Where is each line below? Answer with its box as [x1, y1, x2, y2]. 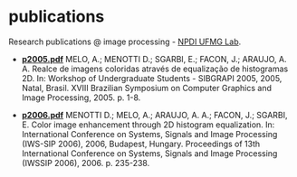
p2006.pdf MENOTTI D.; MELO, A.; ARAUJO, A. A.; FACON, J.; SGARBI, [21, 109, 288, 120]
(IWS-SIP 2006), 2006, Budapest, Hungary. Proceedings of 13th [21, 138, 261, 149]
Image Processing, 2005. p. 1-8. [21, 92, 141, 103]
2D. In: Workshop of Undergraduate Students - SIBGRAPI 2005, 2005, [21, 72, 283, 83]
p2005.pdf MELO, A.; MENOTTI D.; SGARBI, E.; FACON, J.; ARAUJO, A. [21, 53, 287, 64]
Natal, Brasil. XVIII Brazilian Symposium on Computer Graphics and [21, 82, 273, 93]
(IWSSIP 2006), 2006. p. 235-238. [21, 157, 150, 168]
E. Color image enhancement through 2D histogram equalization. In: [21, 119, 275, 130]
